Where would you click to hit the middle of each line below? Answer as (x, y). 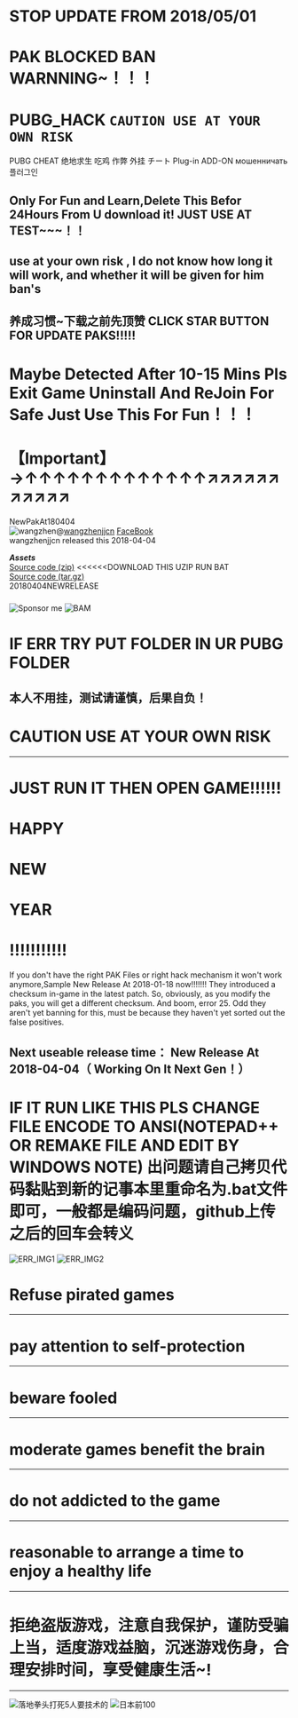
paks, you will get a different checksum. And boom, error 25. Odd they (138, 1003)
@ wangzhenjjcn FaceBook (105, 531)
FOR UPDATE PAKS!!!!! (72, 336)
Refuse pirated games (92, 1294)
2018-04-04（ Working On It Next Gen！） (129, 1069)
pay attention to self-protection (127, 1346)
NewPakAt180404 (42, 521)
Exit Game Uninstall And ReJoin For (142, 393)
